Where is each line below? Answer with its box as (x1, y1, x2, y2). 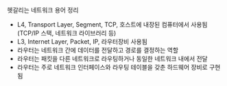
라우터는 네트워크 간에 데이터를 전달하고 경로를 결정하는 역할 (16, 46, 179, 54)
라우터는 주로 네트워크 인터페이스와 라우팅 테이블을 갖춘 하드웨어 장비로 (16, 63, 208, 71)
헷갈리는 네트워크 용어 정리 (7, 6, 79, 14)
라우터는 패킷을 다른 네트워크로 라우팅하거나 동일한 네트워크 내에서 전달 (16, 55, 208, 63)
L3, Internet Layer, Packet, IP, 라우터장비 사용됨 (16, 38, 147, 46)
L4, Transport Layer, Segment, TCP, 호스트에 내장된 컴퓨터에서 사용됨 (16, 20, 208, 29)
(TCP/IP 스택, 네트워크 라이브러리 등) (16, 29, 117, 37)
